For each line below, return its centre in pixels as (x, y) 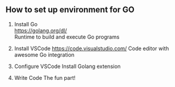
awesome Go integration (44, 55)
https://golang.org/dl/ (40, 30)
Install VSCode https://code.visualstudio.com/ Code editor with (91, 48)
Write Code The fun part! (45, 77)
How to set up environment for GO (70, 10)
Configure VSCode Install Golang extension (67, 66)
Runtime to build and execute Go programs (67, 37)
